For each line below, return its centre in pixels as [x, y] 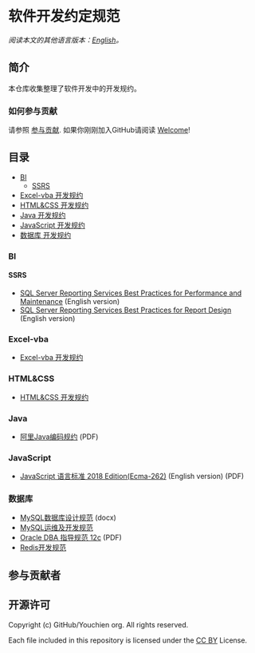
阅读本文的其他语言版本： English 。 [66, 40]
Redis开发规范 [43, 548]
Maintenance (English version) [70, 301]
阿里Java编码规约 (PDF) [59, 437]
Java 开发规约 [43, 215]
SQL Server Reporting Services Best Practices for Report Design [126, 310]
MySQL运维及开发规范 [56, 528]
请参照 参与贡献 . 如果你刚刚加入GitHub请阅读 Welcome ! [100, 130]
